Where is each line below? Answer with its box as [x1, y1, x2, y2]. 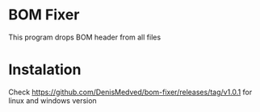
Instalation [8, 60, 82, 79]
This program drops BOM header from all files [8, 32, 161, 42]
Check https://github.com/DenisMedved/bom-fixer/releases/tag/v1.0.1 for [8, 87, 253, 97]
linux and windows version [8, 95, 97, 106]
